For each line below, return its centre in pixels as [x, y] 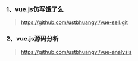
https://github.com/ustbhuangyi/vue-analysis [76, 52]
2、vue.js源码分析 [32, 39]
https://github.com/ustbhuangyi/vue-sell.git [74, 22]
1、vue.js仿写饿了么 [35, 9]
